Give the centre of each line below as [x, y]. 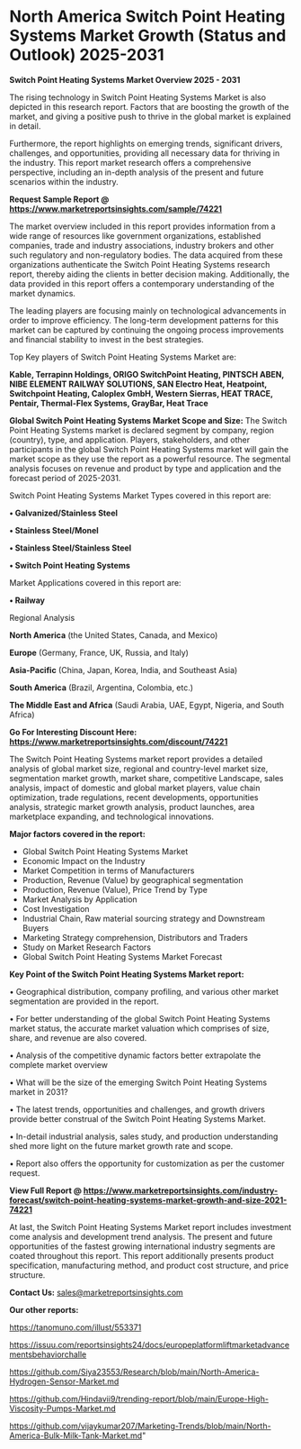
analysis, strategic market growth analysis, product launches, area [132, 807]
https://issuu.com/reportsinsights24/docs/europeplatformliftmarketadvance [150, 1344]
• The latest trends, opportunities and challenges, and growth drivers [137, 1109]
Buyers [35, 928]
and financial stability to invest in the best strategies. [106, 339]
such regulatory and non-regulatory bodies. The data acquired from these [146, 255]
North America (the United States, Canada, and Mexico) [114, 635]
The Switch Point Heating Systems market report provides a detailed [136, 759]
